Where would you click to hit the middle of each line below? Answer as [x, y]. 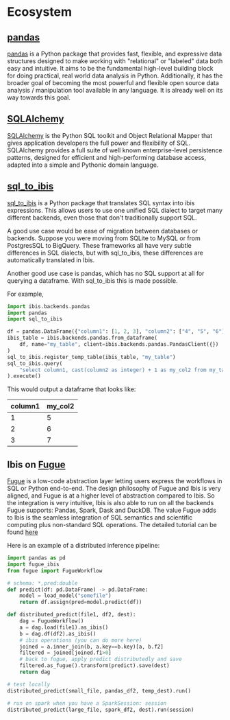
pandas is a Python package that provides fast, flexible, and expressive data [115, 54]
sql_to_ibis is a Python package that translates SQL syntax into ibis [101, 202]
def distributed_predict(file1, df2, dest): [72, 615]
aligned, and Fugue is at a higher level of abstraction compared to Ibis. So [111, 496]
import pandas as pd [37, 558]
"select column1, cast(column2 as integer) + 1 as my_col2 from [113, 370]
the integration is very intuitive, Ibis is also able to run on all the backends [111, 503]
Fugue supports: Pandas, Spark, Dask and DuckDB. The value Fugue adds [112, 510]
